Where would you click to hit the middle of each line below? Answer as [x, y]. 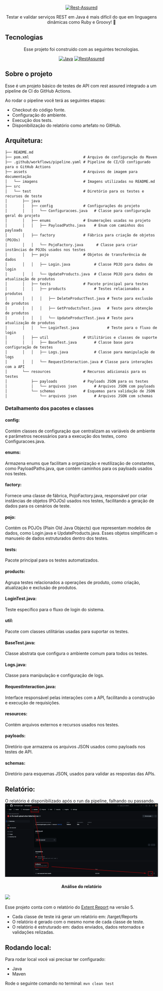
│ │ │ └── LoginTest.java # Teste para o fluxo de [81, 328]
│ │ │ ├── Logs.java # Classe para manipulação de [80, 352]
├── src [13, 187]
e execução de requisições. [33, 702]
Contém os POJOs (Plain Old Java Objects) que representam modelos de [78, 528]
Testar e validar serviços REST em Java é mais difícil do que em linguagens [81, 17]
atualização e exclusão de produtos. [41, 587]
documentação [18, 177]
